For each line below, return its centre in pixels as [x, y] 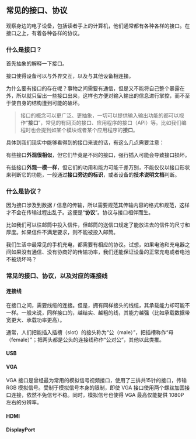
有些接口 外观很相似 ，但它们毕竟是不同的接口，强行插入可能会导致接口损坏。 [98, 155]
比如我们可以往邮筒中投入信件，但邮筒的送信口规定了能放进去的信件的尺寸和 [98, 225]
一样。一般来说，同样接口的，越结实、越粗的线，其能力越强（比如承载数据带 [98, 313]
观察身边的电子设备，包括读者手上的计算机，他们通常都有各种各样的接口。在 [98, 26]
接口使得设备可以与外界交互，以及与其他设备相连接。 [70, 76]
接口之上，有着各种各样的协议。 [44, 33]
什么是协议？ [24, 191]
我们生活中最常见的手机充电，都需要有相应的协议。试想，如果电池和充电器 [95, 245]
